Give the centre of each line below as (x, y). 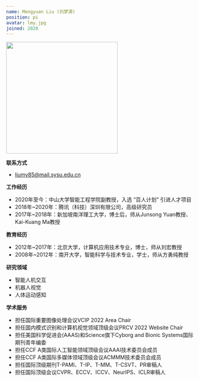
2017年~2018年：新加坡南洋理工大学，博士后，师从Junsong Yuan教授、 (103, 214)
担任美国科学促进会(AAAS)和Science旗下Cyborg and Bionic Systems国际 (104, 335)
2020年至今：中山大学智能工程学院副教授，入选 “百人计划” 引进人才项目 (103, 199)
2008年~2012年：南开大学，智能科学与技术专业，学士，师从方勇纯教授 (102, 255)
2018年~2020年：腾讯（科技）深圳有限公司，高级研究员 (83, 207)
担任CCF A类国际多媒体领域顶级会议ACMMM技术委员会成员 (88, 357)
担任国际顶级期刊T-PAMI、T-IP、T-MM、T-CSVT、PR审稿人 (88, 365)
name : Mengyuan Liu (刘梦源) (41, 12)
